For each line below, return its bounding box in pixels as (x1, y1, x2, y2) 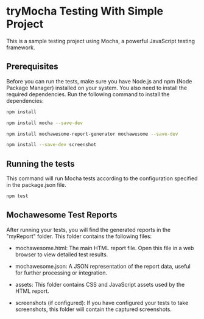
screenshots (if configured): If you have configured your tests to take (15, 299, 189, 306)
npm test (6, 193, 29, 199)
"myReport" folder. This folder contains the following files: (6, 233, 152, 240)
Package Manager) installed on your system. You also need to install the (6, 84, 188, 91)
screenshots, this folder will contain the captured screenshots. (15, 306, 172, 313)
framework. (6, 44, 35, 51)
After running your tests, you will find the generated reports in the (6, 226, 171, 233)
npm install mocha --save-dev (6, 120, 83, 126)
